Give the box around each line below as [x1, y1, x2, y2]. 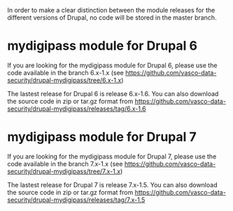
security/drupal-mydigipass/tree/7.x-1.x [7, 167, 121, 175]
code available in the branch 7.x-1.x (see [7, 159, 123, 168]
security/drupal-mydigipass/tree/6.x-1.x [7, 76, 122, 84]
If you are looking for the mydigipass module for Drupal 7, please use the [7, 152, 217, 161]
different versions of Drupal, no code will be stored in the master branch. [7, 13, 217, 22]
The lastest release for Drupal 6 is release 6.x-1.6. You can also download [7, 89, 219, 97]
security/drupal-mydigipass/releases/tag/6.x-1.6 [7, 104, 147, 113]
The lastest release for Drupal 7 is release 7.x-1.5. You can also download [7, 180, 218, 189]
